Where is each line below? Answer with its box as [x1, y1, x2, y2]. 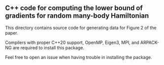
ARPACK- [140, 39, 159, 45]
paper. [5, 30, 18, 36]
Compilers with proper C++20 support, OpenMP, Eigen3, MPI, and [5, 39, 139, 45]
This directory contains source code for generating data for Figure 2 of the [5, 25, 157, 31]
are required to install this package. [12, 44, 85, 51]
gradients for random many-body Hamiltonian [5, 12, 149, 20]
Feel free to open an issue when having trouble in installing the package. [5, 54, 153, 60]
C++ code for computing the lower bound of [5, 4, 143, 12]
